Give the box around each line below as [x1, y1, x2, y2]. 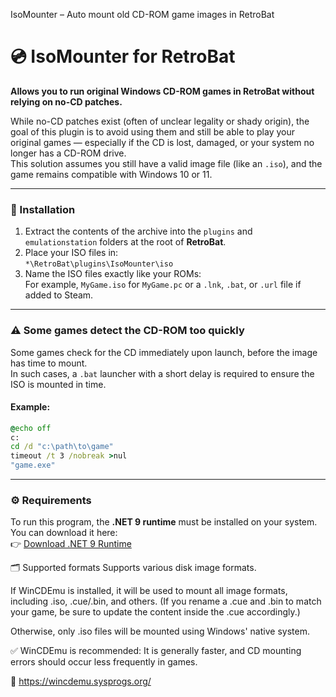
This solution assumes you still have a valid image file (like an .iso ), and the [10, 157, 323, 169]
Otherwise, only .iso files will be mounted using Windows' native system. [10, 625, 310, 638]
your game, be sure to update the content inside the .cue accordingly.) [10, 606, 301, 618]
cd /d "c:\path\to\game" [10, 442, 114, 452]
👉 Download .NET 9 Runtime [10, 538, 132, 550]
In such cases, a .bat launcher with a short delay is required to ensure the [10, 367, 315, 379]
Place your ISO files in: [24, 247, 119, 259]
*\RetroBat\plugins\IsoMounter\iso [24, 259, 174, 269]
